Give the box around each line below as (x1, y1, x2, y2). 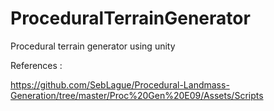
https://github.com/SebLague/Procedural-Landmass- (10, 78, 230, 91)
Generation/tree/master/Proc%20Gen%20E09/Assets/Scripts (10, 89, 264, 101)
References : (10, 59, 63, 71)
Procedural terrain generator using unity (10, 40, 176, 52)
